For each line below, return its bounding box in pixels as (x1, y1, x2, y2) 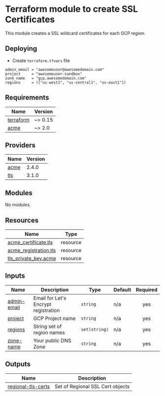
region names (33, 329, 65, 336)
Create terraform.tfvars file (12, 58, 70, 64)
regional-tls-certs (7, 383, 50, 390)
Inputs (5, 272, 26, 280)
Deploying (5, 44, 37, 53)
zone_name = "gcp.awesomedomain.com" (5, 75, 87, 81)
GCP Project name (33, 315, 76, 322)
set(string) (81, 327, 109, 332)
